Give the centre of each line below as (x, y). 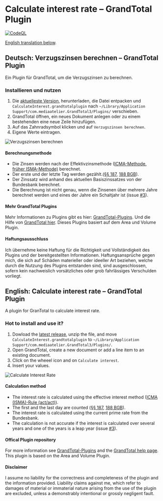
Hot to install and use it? (34, 323)
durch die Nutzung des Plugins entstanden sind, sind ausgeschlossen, (76, 265)
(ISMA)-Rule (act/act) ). (35, 402)
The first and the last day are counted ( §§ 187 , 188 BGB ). (69, 407)
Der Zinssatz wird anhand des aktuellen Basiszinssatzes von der (77, 180)
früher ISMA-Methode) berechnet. (47, 169)
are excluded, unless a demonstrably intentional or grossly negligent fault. (80, 494)
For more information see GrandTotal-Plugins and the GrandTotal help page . (82, 450)
